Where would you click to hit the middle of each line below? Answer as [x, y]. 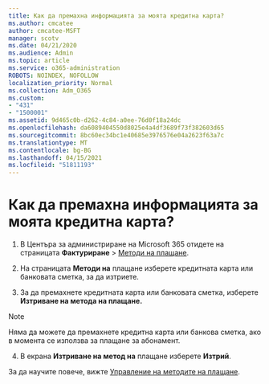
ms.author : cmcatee [41, 23]
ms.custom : [26, 98]
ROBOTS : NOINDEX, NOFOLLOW [53, 76]
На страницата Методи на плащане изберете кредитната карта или [137, 268]
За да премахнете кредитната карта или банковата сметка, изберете [139, 292]
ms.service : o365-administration [64, 68]
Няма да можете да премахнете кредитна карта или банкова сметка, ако [135, 332]
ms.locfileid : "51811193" [51, 165]
